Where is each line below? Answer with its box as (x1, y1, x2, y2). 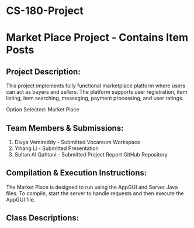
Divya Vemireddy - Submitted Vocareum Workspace (14, 139, 141, 145)
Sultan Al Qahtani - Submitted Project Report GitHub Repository (14, 151, 168, 158)
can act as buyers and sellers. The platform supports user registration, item (6, 89, 188, 96)
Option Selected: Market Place (6, 106, 80, 113)
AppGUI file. (6, 196, 36, 203)
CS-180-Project (6, 4, 84, 18)
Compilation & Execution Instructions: (6, 168, 147, 178)
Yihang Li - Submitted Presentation (14, 145, 99, 152)
